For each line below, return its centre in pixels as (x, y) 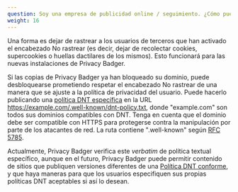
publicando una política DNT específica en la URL (80, 99)
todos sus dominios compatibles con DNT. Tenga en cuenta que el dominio (117, 115)
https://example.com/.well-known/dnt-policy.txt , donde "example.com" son (118, 107)
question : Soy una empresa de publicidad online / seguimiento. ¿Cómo (114, 14)
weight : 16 (23, 21)
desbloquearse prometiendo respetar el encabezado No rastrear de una (112, 84)
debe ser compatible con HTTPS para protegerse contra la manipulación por (119, 122)
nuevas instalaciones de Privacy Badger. (67, 63)
